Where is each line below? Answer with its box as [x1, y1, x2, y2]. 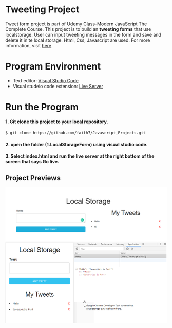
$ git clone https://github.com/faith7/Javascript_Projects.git [5, 130, 146, 136]
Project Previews [5, 174, 61, 182]
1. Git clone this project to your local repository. [5, 118, 108, 125]
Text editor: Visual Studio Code [12, 77, 79, 83]
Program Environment [5, 61, 101, 73]
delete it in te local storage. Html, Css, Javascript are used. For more [5, 37, 150, 43]
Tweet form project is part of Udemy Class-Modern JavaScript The [5, 21, 147, 27]
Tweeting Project [5, 4, 80, 15]
